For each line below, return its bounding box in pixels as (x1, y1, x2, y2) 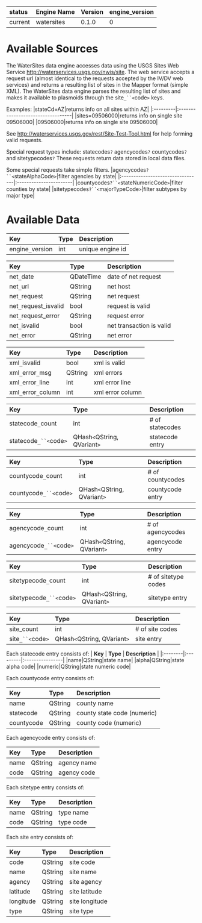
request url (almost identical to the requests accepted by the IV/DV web (6, 75, 183, 82)
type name (58, 808, 89, 816)
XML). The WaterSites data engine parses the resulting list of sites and (6, 87, 181, 95)
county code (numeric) (76, 718, 142, 727)
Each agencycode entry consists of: (6, 734, 96, 741)
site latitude (69, 887, 102, 895)
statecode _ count (9, 419, 57, 427)
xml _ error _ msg (9, 368, 52, 377)
